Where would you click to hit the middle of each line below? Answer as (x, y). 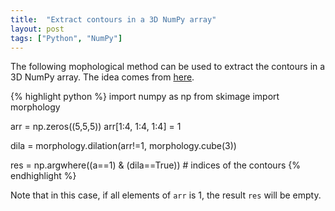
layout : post (37, 29)
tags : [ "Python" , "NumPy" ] (66, 38)
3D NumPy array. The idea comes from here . (102, 77)
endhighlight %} (43, 176)
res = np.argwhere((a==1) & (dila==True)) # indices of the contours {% (155, 165)
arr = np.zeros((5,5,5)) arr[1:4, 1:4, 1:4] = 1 (96, 127)
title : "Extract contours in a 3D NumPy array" (113, 19)
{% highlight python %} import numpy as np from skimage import (145, 97)
